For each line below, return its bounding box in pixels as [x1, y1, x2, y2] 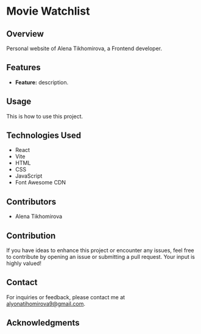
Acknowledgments [6, 318, 80, 328]
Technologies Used [6, 130, 81, 141]
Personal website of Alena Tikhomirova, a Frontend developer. [6, 45, 163, 52]
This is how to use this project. [6, 112, 83, 120]
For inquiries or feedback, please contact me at [6, 293, 125, 300]
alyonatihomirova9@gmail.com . [6, 300, 85, 307]
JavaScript [15, 172, 43, 180]
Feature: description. [15, 78, 69, 86]
